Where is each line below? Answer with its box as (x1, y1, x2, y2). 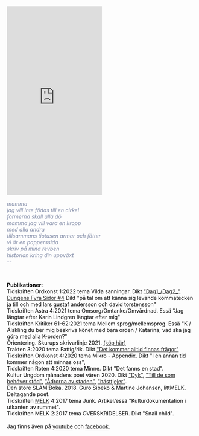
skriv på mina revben (7, 245, 60, 252)
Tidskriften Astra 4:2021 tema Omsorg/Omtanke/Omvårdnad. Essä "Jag (7, 307, 184, 314)
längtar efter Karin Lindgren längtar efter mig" (7, 314, 121, 320)
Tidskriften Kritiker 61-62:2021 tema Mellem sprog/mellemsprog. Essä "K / (7, 320, 192, 327)
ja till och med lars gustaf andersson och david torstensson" (7, 301, 156, 308)
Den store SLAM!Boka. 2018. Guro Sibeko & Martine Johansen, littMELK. (7, 384, 186, 391)
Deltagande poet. (7, 391, 50, 398)
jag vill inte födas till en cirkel (7, 207, 80, 213)
